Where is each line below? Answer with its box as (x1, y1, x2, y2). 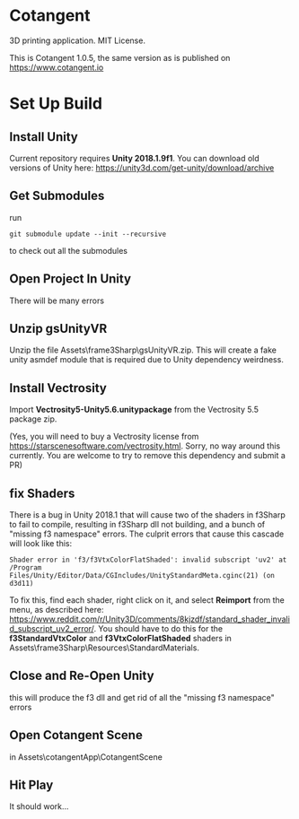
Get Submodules (9, 188, 105, 204)
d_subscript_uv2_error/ (9, 623, 94, 633)
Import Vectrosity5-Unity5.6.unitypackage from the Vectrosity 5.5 (9, 405, 259, 415)
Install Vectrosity (9, 380, 108, 396)
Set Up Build (9, 93, 103, 114)
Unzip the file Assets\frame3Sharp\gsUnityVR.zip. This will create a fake (9, 344, 277, 355)
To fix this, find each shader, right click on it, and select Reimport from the (9, 595, 286, 606)
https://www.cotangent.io (9, 62, 104, 73)
